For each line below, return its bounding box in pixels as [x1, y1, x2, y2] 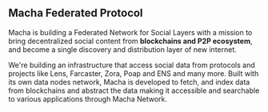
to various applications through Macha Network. [8, 94, 168, 103]
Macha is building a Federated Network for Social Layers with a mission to [8, 27, 253, 37]
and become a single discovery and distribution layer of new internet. [8, 44, 238, 54]
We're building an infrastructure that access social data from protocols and [8, 60, 256, 70]
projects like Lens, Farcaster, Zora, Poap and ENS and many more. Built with [8, 68, 259, 78]
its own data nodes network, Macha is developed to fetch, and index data [8, 77, 250, 86]
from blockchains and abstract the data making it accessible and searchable [8, 86, 260, 95]
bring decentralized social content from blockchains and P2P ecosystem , [8, 36, 253, 46]
